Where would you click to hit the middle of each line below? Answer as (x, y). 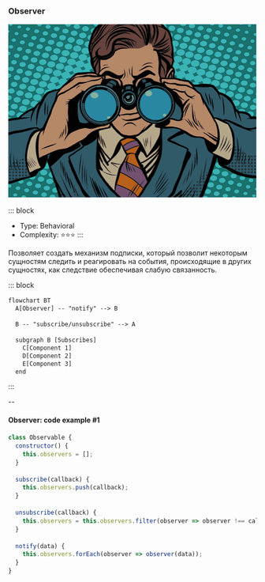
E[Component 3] (47, 364)
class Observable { (40, 438)
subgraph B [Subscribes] (56, 340)
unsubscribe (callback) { (56, 513)
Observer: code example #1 (54, 420)
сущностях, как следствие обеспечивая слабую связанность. (113, 270)
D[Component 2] (47, 356)
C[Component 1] (47, 348)
